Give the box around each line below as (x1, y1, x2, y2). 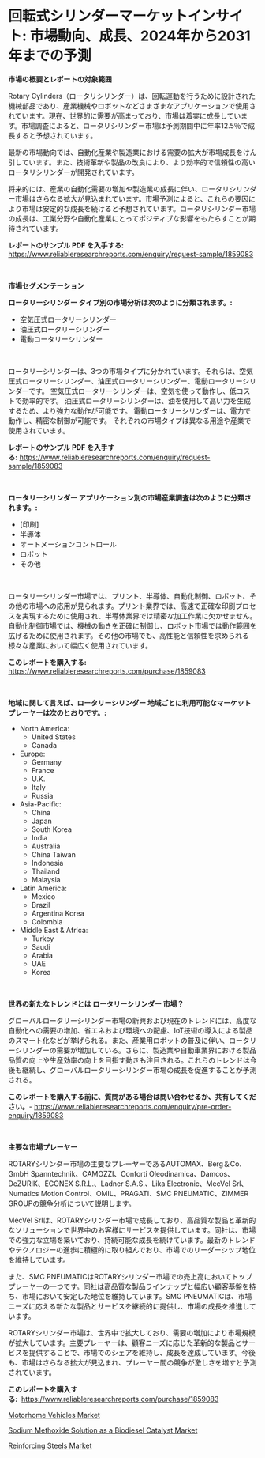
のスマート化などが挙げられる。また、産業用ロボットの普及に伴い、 (8, 1035, 230, 1044)
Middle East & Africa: (19, 925, 88, 935)
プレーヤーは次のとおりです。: (8, 708, 107, 717)
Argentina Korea (31, 908, 84, 918)
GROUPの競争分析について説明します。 (8, 1199, 136, 1208)
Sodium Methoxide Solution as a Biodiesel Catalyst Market (8, 1425, 198, 1435)
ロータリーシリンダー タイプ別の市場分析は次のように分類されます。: (8, 297, 233, 307)
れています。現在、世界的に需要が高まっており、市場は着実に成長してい (8, 111, 241, 120)
